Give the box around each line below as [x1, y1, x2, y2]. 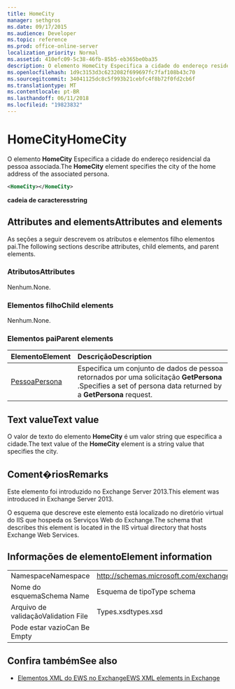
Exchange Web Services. [7, 531, 80, 539]
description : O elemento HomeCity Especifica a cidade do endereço [7, 62, 208, 69]
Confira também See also [7, 655, 117, 667]
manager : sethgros [7, 17, 61, 24]
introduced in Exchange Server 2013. [7, 495, 114, 503]
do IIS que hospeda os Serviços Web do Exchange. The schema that [7, 516, 203, 524]
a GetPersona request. [77, 390, 152, 400]
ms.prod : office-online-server [7, 43, 99, 50]
